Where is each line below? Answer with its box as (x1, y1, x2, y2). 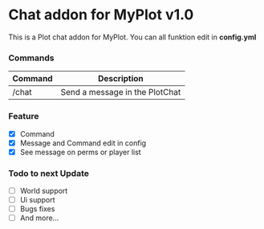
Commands (8, 52, 55, 63)
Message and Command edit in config (19, 138, 147, 148)
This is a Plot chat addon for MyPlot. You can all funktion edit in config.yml (8, 32, 257, 42)
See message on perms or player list (19, 147, 142, 157)
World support (19, 186, 68, 196)
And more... (19, 213, 59, 223)
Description (97, 73, 144, 84)
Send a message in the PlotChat (60, 87, 181, 98)
